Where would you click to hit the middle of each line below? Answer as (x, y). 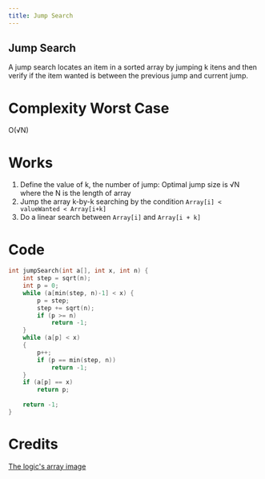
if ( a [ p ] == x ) (48, 382)
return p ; (53, 390)
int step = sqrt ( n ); (57, 278)
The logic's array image (47, 466)
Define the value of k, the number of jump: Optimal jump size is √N (130, 185)
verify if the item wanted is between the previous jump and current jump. (128, 76)
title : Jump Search (41, 16)
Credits (33, 444)
